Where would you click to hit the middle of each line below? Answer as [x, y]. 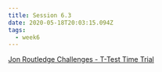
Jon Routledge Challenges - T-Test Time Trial [81, 59]
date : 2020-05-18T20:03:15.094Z [61, 23]
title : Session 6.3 [40, 15]
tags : [17, 30]
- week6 [28, 37]
